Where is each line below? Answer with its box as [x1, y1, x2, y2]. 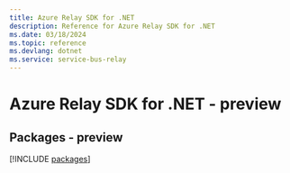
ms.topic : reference [9, 38, 87, 48]
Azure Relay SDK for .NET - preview [9, 94, 282, 114]
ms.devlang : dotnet [9, 47, 83, 56]
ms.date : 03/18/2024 [9, 30, 87, 39]
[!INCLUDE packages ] [9, 154, 91, 164]
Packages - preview [9, 130, 123, 145]
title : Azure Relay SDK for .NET [9, 13, 135, 23]
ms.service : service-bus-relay [9, 55, 127, 64]
